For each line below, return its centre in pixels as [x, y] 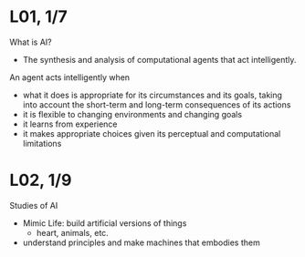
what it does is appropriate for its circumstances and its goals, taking [152, 95]
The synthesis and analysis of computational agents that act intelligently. [159, 59]
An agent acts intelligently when [70, 77]
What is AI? [31, 42]
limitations [42, 143]
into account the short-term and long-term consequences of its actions [157, 104]
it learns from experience [70, 124]
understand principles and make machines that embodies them [141, 242]
